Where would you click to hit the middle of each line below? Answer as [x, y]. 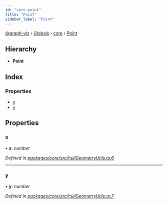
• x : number [17, 148]
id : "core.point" [23, 10]
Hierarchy [21, 49]
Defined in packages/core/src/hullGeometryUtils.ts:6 [59, 157]
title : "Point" [21, 14]
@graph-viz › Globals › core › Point [41, 33]
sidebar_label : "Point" [30, 19]
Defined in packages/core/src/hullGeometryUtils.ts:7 [59, 196]
